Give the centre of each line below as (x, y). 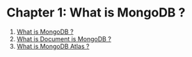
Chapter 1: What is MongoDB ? (96, 13)
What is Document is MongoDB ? (64, 38)
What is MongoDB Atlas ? (53, 46)
